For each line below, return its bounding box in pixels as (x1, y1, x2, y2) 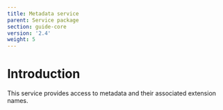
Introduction (7, 66, 81, 82)
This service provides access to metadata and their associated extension (7, 89, 217, 97)
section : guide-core (7, 23, 67, 30)
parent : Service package (7, 17, 79, 24)
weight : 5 (7, 36, 36, 43)
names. (7, 97, 28, 105)
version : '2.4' (7, 29, 51, 37)
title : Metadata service (7, 10, 79, 17)
